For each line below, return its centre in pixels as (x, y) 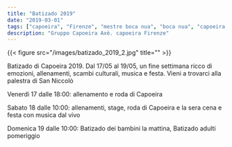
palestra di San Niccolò (41, 81)
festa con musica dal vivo (44, 115)
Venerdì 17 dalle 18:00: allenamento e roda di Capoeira (85, 94)
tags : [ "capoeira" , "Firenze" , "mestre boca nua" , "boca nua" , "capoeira (116, 26)
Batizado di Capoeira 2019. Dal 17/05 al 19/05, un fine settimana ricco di (110, 66)
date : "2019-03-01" (35, 20)
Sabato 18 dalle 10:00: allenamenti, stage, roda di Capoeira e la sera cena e (115, 107)
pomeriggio (24, 136)
